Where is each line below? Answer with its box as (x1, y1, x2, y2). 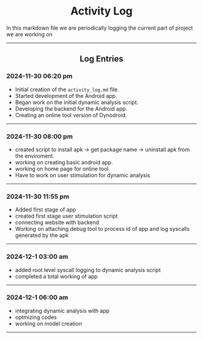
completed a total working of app (14, 273, 98, 280)
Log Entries (79, 54, 124, 64)
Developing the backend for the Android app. (14, 105, 128, 112)
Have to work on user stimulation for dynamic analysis (14, 171, 150, 179)
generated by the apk (14, 231, 69, 239)
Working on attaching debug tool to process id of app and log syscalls (14, 225, 190, 233)
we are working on (6, 30, 53, 37)
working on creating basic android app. (14, 158, 113, 166)
